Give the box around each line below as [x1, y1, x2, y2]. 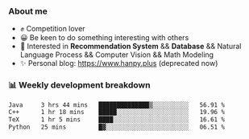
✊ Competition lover [19, 24, 86, 34]
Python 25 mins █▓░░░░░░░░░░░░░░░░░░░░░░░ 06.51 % [8, 123, 226, 132]
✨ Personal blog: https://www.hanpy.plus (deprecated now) [19, 59, 218, 68]
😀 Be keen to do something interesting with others [19, 33, 189, 43]
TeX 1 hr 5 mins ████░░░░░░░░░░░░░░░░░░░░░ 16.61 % [8, 116, 226, 124]
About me [8, 6, 48, 17]
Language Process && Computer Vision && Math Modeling [19, 50, 214, 59]
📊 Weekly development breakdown [8, 80, 151, 91]
